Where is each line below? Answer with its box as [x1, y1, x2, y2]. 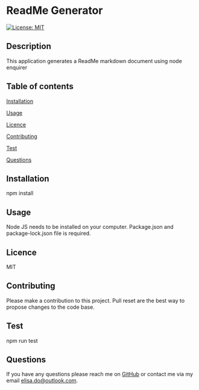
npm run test [6, 337, 38, 344]
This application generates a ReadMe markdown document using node [6, 57, 182, 64]
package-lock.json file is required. [6, 230, 92, 237]
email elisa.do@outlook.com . [6, 377, 78, 385]
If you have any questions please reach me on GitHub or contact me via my [6, 371, 194, 378]
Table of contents [6, 81, 74, 91]
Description [6, 41, 51, 51]
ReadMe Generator [6, 4, 103, 18]
